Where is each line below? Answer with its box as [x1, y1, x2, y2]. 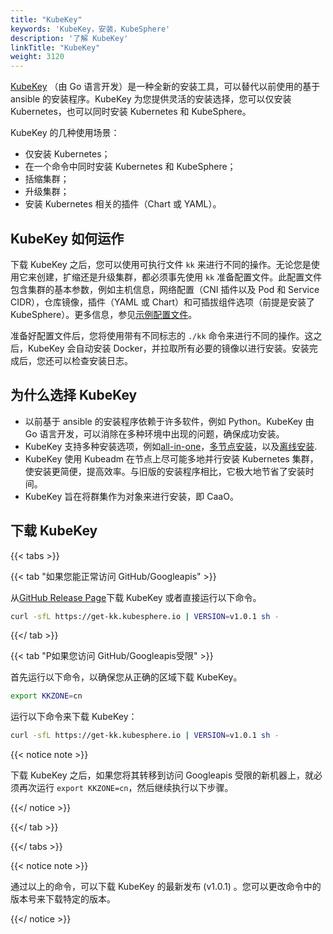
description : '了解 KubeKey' [10, 33, 129, 43]
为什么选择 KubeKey [10, 387, 138, 404]
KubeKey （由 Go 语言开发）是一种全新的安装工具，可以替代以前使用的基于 [10, 81, 321, 93]
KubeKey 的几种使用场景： [10, 127, 120, 139]
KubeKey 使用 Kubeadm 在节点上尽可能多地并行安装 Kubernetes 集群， [24, 452, 319, 465]
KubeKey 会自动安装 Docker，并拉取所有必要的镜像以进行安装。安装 [27, 342, 310, 354]
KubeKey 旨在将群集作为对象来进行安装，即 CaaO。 [24, 490, 239, 502]
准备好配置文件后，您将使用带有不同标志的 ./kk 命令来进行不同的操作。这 [10, 329, 314, 341]
